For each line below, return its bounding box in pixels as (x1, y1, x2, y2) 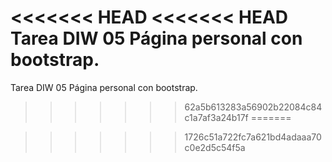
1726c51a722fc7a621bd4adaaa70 (184, 131, 322, 143)
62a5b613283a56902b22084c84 (184, 101, 323, 113)
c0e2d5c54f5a (184, 141, 246, 153)
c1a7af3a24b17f (184, 111, 249, 123)
